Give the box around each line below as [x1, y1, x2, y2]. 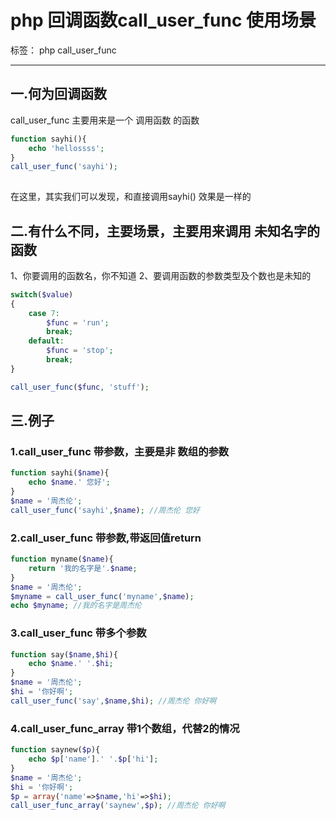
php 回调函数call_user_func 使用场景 [10, 9, 317, 32]
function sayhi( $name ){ [10, 468, 110, 478]
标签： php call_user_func [10, 44, 117, 56]
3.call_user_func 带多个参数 [10, 626, 147, 640]
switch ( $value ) [10, 289, 74, 300]
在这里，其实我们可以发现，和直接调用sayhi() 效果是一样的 [10, 191, 252, 203]
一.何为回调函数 [10, 86, 108, 103]
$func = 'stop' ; [46, 346, 114, 356]
